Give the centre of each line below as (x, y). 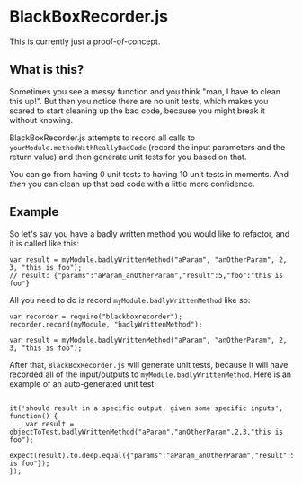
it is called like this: (44, 243)
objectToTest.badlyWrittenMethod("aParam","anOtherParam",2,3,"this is (146, 432)
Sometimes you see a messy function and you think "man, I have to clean (145, 91)
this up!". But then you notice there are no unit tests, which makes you (139, 101)
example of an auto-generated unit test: (83, 383)
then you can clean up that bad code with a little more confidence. (132, 184)
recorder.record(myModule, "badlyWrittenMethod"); (106, 324)
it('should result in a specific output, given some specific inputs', (146, 408)
